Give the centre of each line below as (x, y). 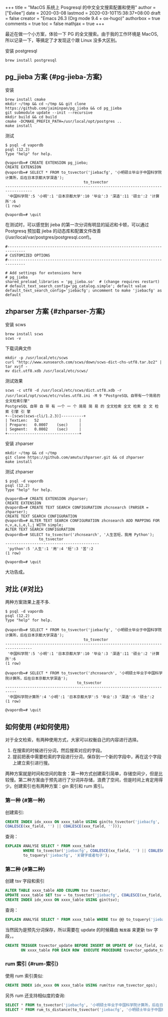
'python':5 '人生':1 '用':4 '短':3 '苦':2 (50, 549)
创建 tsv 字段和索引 (25, 881)
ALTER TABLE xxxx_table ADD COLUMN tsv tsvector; (58, 891)
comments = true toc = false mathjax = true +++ (55, 24)
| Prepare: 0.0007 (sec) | (43, 425)
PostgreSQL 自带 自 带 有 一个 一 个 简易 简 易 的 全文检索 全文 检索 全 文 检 (82, 406)
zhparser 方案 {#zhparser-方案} (55, 311)
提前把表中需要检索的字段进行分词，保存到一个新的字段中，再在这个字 (85, 757)
